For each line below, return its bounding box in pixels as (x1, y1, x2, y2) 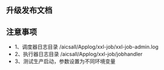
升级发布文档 (6, 5, 53, 16)
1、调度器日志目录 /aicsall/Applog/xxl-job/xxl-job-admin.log (14, 43, 159, 50)
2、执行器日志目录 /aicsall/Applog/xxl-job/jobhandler (14, 51, 143, 58)
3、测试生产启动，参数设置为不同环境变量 (14, 58, 116, 65)
